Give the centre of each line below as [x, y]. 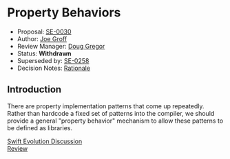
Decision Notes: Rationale [54, 68]
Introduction [34, 89]
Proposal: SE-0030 [44, 32]
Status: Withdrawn [44, 53]
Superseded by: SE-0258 [53, 60]
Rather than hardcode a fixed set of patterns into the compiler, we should [111, 113]
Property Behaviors [64, 13]
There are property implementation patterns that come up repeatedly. [106, 106]
